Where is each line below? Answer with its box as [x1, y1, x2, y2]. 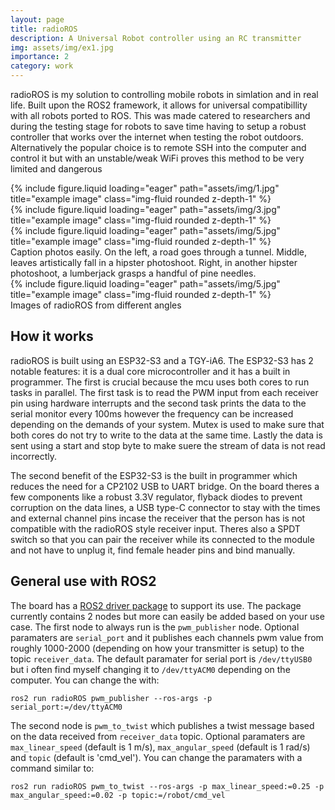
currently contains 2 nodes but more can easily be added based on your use [10, 610, 325, 622]
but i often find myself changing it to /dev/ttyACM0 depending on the [10, 663, 291, 675]
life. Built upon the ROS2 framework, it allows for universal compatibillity [10, 99, 308, 111]
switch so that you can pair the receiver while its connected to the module [10, 533, 315, 545]
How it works [10, 328, 94, 345]
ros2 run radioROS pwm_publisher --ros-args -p [10, 693, 213, 703]
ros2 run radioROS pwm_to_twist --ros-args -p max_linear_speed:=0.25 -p [10, 781, 325, 791]
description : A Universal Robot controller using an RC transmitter [10, 33, 302, 43]
